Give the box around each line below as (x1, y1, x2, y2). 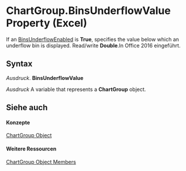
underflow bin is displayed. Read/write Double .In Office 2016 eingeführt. (6, 42, 181, 49)
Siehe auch (6, 103, 48, 113)
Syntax (6, 59, 33, 69)
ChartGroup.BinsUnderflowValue (6, 4, 171, 18)
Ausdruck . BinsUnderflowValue (6, 74, 84, 81)
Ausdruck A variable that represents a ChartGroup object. (6, 86, 146, 93)
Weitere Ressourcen (6, 145, 57, 152)
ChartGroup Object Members (6, 158, 76, 165)
